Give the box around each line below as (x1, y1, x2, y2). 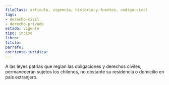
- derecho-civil (5, 17, 39, 22)
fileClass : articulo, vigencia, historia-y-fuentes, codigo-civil (5, 7, 148, 13)
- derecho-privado (5, 21, 44, 27)
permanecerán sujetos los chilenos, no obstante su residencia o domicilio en (5, 68, 164, 74)
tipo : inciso (5, 31, 33, 36)
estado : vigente (5, 26, 39, 31)
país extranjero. (5, 74, 38, 80)
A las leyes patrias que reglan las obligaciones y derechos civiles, (5, 63, 142, 69)
